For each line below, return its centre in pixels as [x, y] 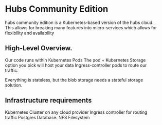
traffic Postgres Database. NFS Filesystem [47, 117]
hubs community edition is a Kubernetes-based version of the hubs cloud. [80, 22]
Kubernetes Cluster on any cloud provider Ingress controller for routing [76, 112]
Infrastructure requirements [48, 100]
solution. [14, 85]
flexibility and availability [30, 33]
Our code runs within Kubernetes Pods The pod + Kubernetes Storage [75, 60]
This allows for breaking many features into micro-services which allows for [81, 27]
